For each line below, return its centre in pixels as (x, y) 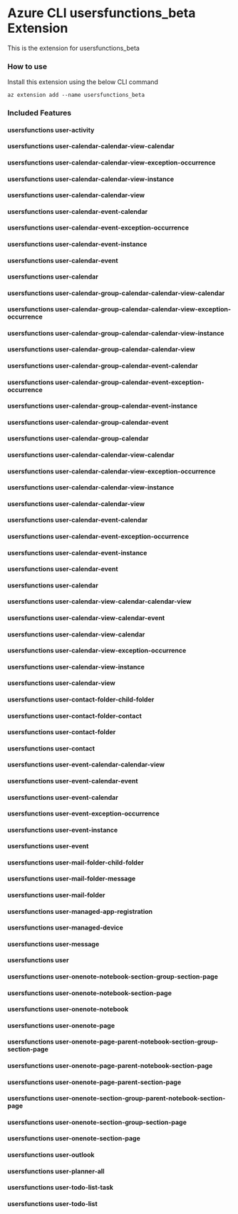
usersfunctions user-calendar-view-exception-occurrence (97, 651)
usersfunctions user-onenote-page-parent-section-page (94, 1082)
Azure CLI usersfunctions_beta (102, 13)
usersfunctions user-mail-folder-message (72, 879)
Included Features (40, 113)
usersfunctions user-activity (51, 130)
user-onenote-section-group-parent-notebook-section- (140, 1099)
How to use (27, 66)
